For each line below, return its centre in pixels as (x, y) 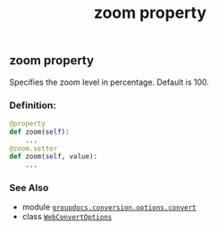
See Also (29, 188)
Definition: (33, 105)
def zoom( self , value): (54, 157)
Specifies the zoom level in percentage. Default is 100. (109, 82)
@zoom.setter (34, 148)
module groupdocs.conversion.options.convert (109, 207)
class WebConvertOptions (67, 217)
